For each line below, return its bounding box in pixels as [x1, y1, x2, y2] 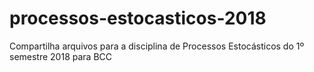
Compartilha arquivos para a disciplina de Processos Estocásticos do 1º [9, 40, 305, 52]
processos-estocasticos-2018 [9, 7, 267, 30]
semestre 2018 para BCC [9, 50, 113, 62]
